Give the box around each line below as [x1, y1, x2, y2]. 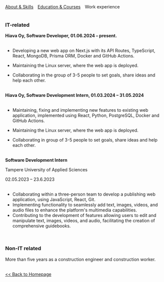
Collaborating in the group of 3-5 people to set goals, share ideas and [12, 72, 156, 78]
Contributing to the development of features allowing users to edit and [12, 212, 157, 218]
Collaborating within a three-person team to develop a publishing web [12, 191, 156, 197]
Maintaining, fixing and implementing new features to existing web [12, 107, 149, 113]
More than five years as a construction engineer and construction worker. [5, 256, 156, 262]
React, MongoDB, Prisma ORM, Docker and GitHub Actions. [12, 53, 135, 59]
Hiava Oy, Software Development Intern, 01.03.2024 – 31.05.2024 [5, 92, 144, 98]
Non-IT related [5, 245, 41, 252]
